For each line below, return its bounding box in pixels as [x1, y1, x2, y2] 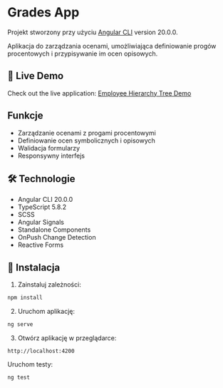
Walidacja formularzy [17, 143, 81, 152]
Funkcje [7, 110, 44, 122]
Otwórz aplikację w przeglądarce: [17, 333, 117, 342]
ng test [7, 374, 31, 381]
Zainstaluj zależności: [17, 280, 82, 289]
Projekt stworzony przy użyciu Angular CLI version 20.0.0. [7, 28, 178, 36]
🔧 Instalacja [7, 261, 61, 273]
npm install [7, 294, 43, 302]
